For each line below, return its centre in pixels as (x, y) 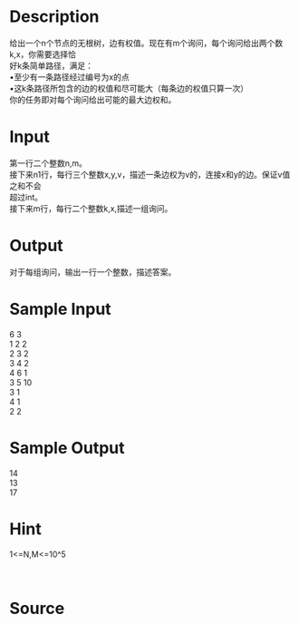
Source (37, 608)
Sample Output (67, 448)
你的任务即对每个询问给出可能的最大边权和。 (93, 99)
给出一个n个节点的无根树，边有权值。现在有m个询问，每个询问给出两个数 (146, 43)
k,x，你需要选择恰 (43, 54)
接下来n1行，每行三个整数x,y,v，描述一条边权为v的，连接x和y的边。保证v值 (150, 174)
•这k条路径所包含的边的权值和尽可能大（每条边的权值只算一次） (129, 88)
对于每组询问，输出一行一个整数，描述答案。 (93, 272)
